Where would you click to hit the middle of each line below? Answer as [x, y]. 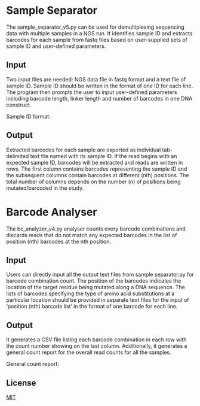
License [21, 383]
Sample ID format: [28, 116]
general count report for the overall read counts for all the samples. [89, 352]
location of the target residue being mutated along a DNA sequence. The [96, 287]
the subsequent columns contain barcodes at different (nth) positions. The [98, 175]
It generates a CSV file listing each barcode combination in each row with [96, 340]
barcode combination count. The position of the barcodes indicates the [94, 281]
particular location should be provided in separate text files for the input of [98, 300]
